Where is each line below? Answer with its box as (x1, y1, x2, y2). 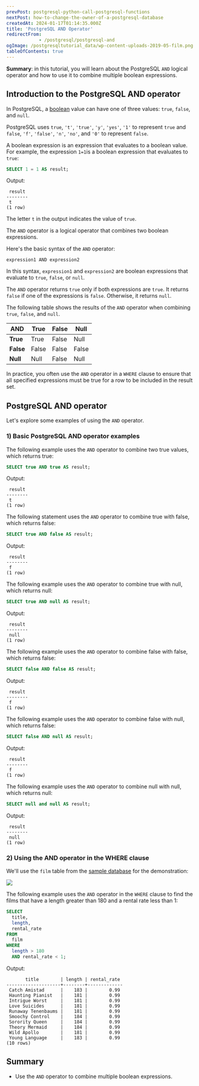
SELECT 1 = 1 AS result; (6, 166, 69, 172)
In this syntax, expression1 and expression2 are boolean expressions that (6, 267, 189, 275)
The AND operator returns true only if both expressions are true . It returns (6, 286, 189, 293)
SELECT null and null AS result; (6, 801, 91, 807)
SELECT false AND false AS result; (6, 666, 96, 672)
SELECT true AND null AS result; (6, 598, 91, 605)
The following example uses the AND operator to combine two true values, (6, 446, 189, 453)
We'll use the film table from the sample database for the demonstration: (6, 868, 189, 875)
